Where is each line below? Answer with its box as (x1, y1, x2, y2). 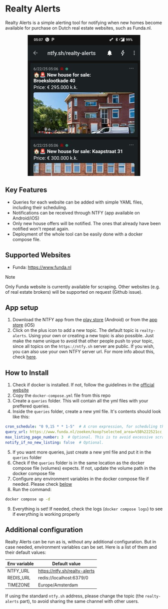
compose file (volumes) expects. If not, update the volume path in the (12, 465, 156, 471)
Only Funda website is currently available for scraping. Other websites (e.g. (5, 284, 160, 290)
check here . (12, 354, 37, 360)
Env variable (7, 560, 34, 566)
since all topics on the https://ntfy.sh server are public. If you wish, (12, 343, 155, 349)
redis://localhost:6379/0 (38, 575, 88, 581)
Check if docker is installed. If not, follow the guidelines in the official (12, 382, 154, 388)
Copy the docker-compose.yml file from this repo (12, 392, 111, 398)
